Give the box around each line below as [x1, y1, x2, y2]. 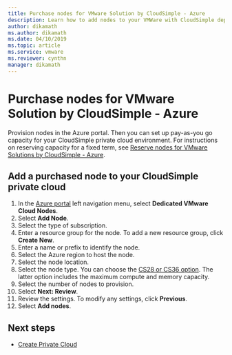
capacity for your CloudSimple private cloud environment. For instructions [8, 136, 218, 144]
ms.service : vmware [8, 49, 64, 56]
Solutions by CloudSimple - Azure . [8, 150, 105, 159]
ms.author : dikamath [8, 29, 67, 37]
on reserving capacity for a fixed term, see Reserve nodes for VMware [8, 143, 208, 152]
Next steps [8, 322, 56, 334]
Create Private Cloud [17, 341, 78, 349]
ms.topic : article [8, 42, 61, 49]
